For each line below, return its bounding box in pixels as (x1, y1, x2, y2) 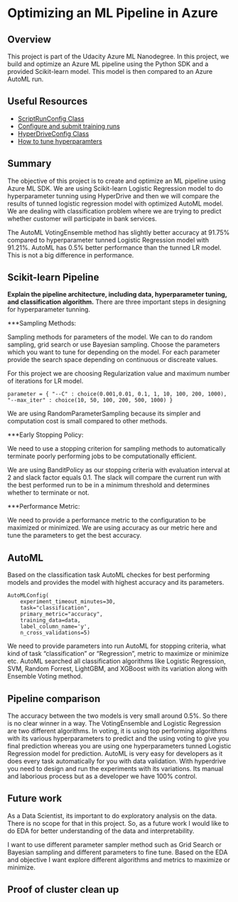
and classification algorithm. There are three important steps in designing (7, 297, 226, 307)
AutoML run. (7, 75, 44, 83)
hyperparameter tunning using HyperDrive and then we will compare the (7, 191, 220, 200)
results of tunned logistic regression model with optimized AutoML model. (7, 199, 224, 208)
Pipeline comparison (7, 692, 101, 705)
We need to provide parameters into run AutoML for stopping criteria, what (7, 642, 226, 650)
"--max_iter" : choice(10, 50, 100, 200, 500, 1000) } (7, 397, 173, 404)
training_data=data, (20, 617, 81, 624)
